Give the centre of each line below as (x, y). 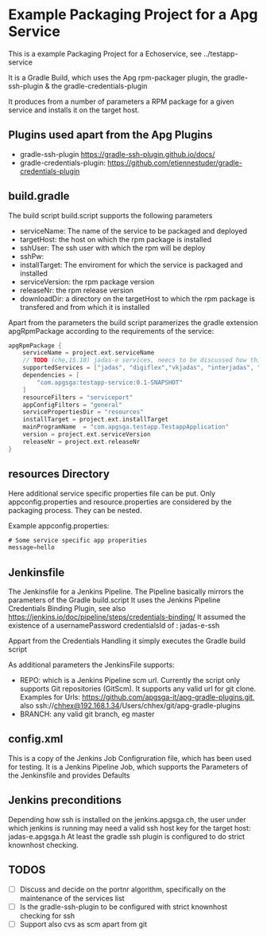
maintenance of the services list (72, 898)
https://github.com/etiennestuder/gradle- (174, 163)
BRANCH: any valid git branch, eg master (87, 714)
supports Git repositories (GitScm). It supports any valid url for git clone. (138, 689)
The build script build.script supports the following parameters (110, 215)
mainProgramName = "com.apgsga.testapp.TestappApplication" (126, 427)
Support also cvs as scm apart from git (83, 924)
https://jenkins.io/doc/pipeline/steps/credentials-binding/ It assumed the (127, 617)
